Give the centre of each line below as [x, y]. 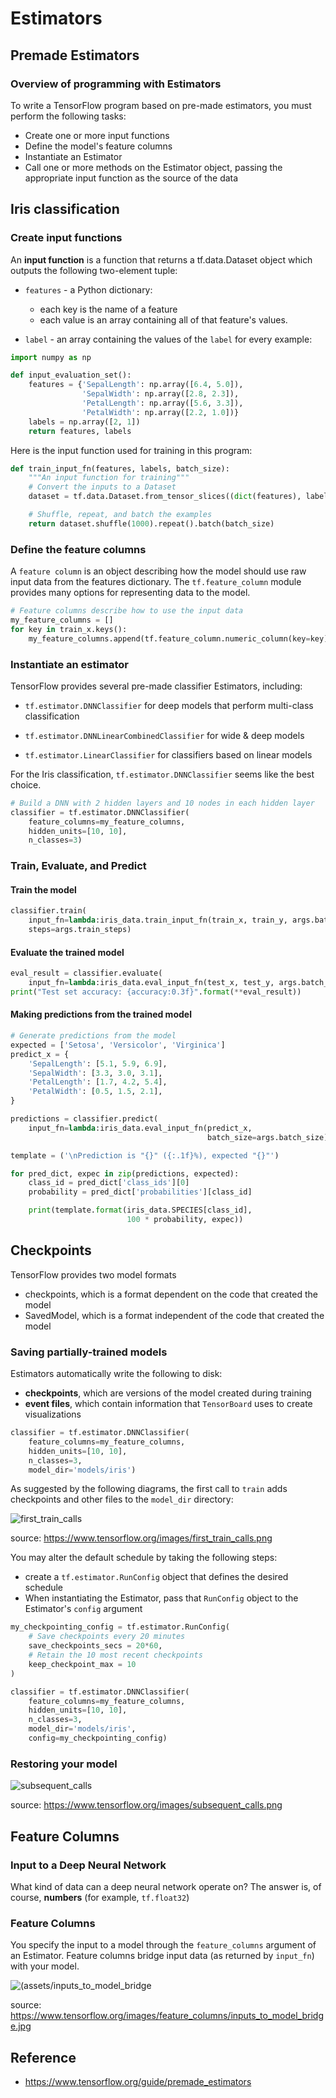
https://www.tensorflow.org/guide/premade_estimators [138, 2082]
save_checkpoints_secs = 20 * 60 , [95, 1646]
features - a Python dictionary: [88, 289]
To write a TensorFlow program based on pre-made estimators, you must [161, 105]
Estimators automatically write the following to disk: [116, 1374]
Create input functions [66, 238]
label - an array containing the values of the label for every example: [168, 339]
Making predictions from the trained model [101, 1014]
